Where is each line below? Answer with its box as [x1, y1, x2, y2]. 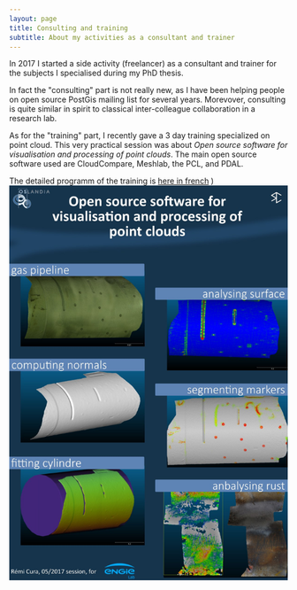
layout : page [9, 14, 57, 23]
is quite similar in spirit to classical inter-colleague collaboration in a [9, 104, 256, 114]
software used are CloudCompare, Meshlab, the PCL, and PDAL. [9, 159, 244, 169]
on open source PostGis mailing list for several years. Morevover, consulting [9, 94, 286, 105]
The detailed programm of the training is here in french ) [9, 175, 215, 186]
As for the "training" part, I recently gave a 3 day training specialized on [9, 130, 270, 141]
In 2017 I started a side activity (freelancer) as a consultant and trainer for [9, 58, 277, 69]
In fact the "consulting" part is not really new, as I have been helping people [9, 85, 286, 96]
